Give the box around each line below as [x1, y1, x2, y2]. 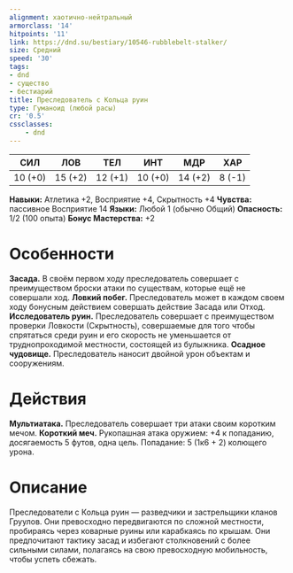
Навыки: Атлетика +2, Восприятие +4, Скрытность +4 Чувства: [9, 194, 252, 205]
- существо [9, 79, 50, 88]
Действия [9, 389, 87, 408]
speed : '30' [9, 54, 53, 63]
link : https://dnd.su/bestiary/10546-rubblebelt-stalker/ [9, 37, 227, 47]
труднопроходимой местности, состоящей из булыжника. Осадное [9, 338, 266, 350]
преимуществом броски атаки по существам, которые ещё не [9, 283, 246, 293]
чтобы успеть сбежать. [9, 554, 97, 564]
